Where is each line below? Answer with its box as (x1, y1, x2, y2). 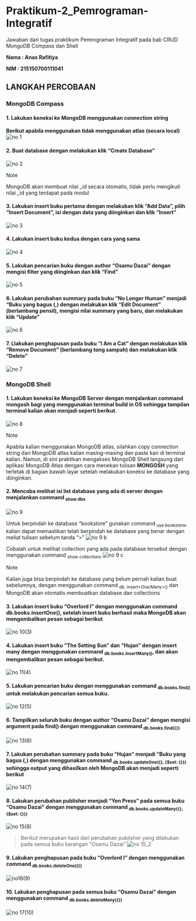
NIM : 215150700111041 (6, 65, 63, 72)
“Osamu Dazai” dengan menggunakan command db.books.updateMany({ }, (6, 803, 183, 812)
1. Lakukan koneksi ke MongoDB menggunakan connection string (6, 114, 169, 121)
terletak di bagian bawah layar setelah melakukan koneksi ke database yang (6, 468, 190, 475)
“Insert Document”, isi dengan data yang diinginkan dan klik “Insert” (6, 209, 177, 216)
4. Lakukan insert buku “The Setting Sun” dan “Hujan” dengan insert (6, 642, 177, 649)
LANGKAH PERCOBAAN (6, 82, 96, 92)
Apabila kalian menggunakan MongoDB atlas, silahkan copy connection (6, 443, 178, 450)
